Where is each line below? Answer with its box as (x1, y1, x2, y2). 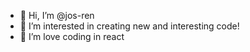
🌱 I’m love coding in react (19, 31, 125, 42)
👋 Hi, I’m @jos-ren (19, 10, 95, 21)
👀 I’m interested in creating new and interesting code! (19, 20, 240, 32)
